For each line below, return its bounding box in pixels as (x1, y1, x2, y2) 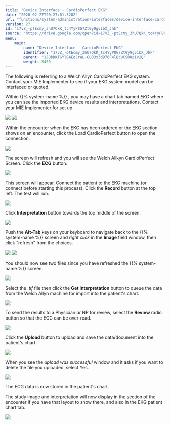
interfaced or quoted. (5, 84, 50, 90)
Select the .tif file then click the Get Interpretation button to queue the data (5, 285, 162, 291)
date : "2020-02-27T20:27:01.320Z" (5, 12, 78, 17)
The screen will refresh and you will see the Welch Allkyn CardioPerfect (5, 155, 154, 161)
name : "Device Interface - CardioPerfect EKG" (23, 45, 123, 50)
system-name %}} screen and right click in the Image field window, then (5, 234, 157, 241)
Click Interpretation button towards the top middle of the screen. (5, 210, 141, 216)
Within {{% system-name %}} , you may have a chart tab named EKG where (5, 94, 163, 100)
